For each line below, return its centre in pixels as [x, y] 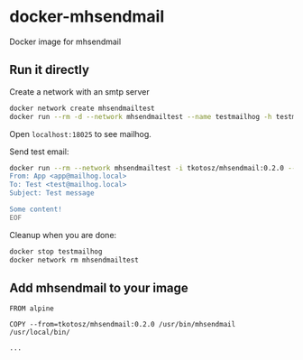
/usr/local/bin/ [40, 332]
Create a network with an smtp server [80, 91]
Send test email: [39, 152]
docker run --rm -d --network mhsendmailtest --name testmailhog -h [141, 116]
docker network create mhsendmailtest [82, 108]
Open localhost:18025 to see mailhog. [80, 134]
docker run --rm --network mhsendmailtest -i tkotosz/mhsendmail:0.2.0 [147, 168]
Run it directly [50, 70]
